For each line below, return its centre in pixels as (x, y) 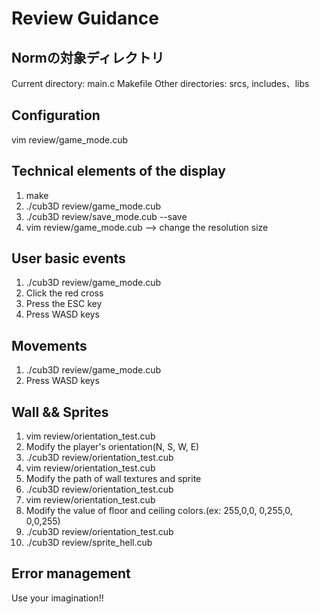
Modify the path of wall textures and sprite (113, 479)
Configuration (56, 115)
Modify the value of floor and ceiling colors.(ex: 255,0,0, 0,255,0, (159, 511)
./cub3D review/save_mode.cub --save (106, 216)
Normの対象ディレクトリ (88, 57)
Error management (71, 573)
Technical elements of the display (118, 171)
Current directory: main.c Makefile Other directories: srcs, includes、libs (160, 83)
